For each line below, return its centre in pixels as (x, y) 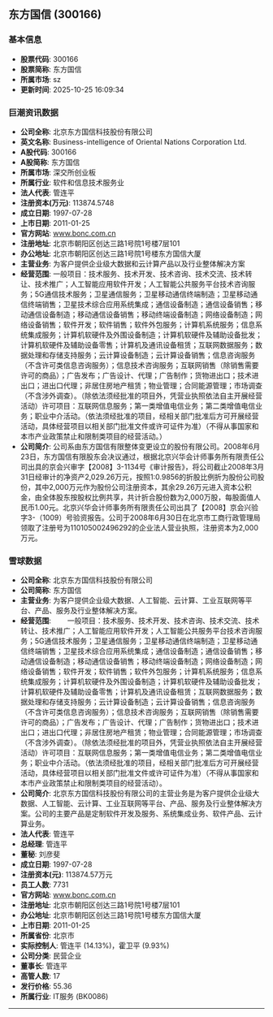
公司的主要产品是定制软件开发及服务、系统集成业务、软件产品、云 (145, 814)
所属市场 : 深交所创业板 (58, 172)
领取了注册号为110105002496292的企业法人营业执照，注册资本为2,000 (139, 527)
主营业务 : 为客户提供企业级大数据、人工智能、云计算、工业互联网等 (132, 600)
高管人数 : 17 (40, 976)
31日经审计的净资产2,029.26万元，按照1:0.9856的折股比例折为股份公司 (139, 477)
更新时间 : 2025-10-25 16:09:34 (72, 89)
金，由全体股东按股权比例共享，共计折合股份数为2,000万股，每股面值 (137, 497)
